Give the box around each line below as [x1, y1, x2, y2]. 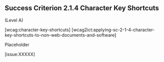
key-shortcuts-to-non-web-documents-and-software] [4, 32, 116, 38]
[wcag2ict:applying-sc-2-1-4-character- [71, 27, 155, 33]
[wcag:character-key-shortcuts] [4, 27, 71, 33]
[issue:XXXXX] [4, 51, 35, 57]
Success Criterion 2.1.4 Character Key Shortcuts [4, 4, 159, 12]
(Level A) [4, 17, 23, 23]
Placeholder [4, 42, 29, 48]
